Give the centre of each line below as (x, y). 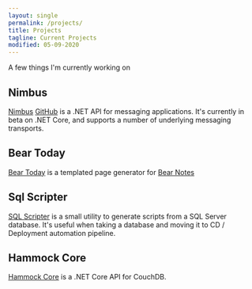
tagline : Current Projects (53, 38)
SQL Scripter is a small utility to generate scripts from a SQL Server (118, 216)
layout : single (33, 15)
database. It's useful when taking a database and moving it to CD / (117, 224)
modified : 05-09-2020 (44, 45)
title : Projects (35, 30)
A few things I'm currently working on (69, 67)
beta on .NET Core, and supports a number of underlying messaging (120, 120)
